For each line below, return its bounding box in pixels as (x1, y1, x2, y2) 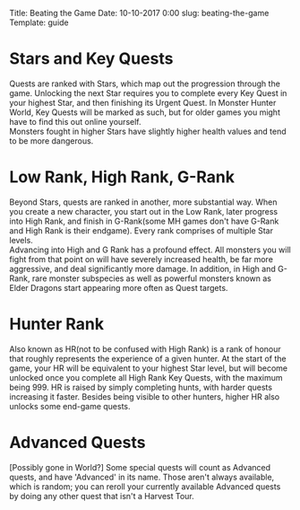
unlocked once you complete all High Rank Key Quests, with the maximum (9, 372, 283, 382)
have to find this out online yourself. (9, 116, 141, 127)
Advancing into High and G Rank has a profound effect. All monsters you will (9, 244, 291, 255)
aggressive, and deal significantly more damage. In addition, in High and (9, 263, 276, 274)
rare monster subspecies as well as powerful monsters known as (31, 273, 271, 284)
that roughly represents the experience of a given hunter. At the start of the (9, 353, 287, 364)
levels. (9, 234, 33, 245)
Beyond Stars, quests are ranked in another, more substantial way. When (9, 197, 278, 207)
